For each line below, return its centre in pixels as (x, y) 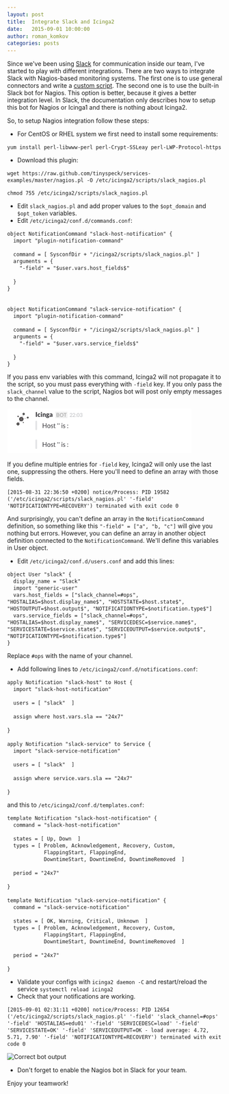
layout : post (26, 14)
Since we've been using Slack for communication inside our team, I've (106, 64)
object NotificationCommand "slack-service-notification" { (95, 309)
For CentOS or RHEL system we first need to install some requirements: (118, 134)
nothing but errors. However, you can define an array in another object (107, 533)
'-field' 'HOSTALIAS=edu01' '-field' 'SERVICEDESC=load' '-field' (104, 1024)
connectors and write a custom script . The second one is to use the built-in (113, 86)
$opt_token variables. (47, 213)
